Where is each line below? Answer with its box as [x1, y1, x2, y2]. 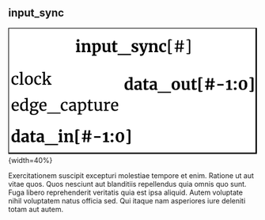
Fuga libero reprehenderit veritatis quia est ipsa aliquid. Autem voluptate [8, 188, 244, 197]
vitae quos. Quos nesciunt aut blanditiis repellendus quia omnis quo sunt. [8, 179, 247, 188]
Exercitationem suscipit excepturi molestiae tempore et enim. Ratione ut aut [8, 170, 255, 180]
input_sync [8, 6, 65, 20]
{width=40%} [8, 155, 53, 165]
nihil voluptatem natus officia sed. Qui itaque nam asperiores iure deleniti [8, 195, 246, 205]
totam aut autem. [8, 204, 64, 214]
